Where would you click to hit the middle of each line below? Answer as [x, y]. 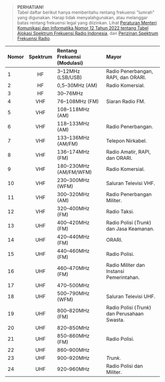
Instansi [115, 271]
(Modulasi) [70, 63]
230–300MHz [73, 180]
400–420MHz [73, 223]
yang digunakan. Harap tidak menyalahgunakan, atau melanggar [82, 17]
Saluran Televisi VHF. [131, 183]
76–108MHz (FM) [78, 101]
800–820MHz [73, 311]
